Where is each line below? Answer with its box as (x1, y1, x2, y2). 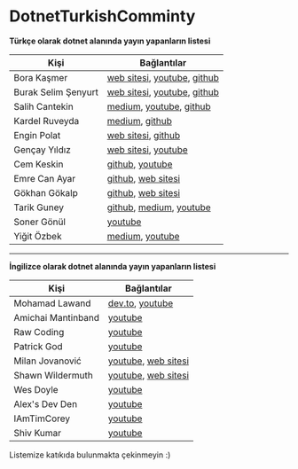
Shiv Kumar (13, 426, 62, 439)
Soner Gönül (13, 215, 67, 228)
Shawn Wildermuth (13, 369, 93, 381)
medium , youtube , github (106, 100, 211, 113)
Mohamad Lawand (13, 297, 91, 309)
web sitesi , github (106, 129, 180, 141)
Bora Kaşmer (13, 71, 68, 83)
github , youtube (106, 158, 173, 170)
